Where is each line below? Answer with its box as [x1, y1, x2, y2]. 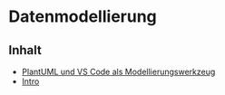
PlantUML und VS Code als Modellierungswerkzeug [21, 66, 216, 77]
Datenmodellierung [8, 6, 158, 27]
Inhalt [8, 43, 42, 58]
